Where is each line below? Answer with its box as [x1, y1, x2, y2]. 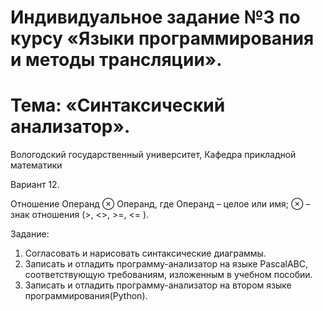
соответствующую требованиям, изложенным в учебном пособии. [24, 269, 313, 281]
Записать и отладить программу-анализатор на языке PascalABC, [24, 258, 309, 270]
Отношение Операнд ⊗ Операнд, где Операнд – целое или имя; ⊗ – [10, 198, 311, 210]
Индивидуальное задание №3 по [10, 6, 301, 29]
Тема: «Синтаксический [10, 94, 226, 117]
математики [10, 159, 63, 171]
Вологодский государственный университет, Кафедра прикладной [10, 149, 297, 161]
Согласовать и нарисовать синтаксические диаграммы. [24, 247, 267, 260]
